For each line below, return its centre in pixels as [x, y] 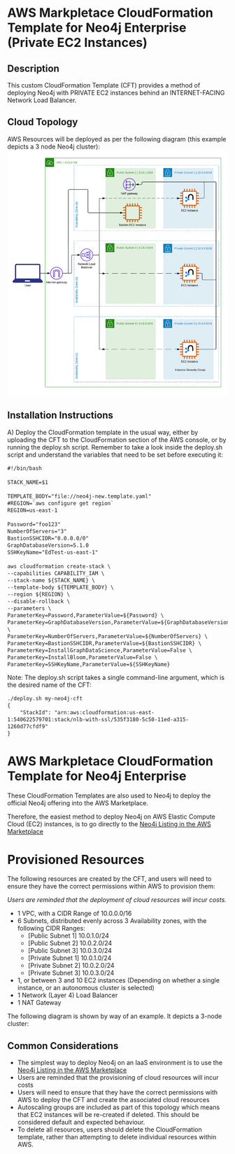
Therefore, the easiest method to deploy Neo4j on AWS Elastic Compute [111, 816]
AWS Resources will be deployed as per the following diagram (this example [117, 139]
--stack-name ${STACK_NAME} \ [51, 580]
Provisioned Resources [76, 860]
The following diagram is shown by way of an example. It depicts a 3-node [115, 1016]
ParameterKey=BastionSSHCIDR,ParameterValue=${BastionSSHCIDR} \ [104, 643]
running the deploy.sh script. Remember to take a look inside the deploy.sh [115, 447]
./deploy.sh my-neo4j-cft [45, 698]
